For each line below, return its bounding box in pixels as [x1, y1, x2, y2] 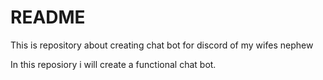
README [10, 6, 86, 29]
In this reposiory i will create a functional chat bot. [10, 58, 217, 70]
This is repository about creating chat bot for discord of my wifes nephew [10, 39, 314, 51]
